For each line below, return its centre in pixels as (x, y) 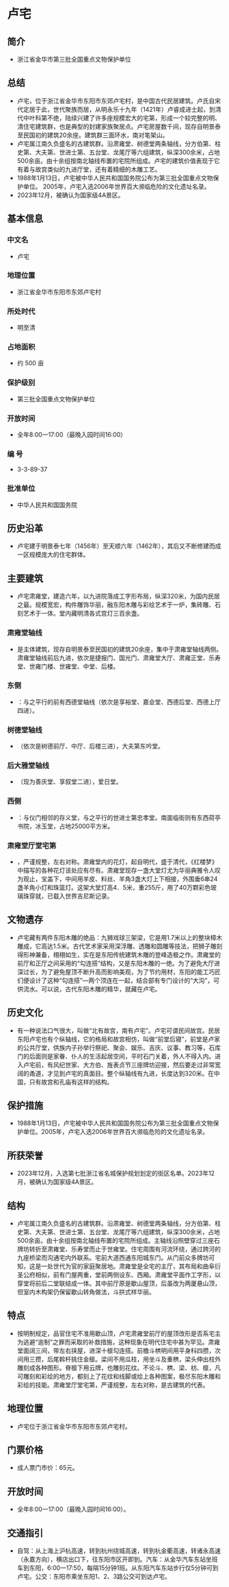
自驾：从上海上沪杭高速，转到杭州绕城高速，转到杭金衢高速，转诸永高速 (119, 1551)
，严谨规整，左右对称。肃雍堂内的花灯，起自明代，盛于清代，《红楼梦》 (117, 862)
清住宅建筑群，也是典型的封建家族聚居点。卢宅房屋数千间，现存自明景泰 (119, 126)
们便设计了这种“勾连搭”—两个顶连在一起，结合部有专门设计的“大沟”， (115, 980)
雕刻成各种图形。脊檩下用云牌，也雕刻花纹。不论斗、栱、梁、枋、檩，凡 (119, 1368)
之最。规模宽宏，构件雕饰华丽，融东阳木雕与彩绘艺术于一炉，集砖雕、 (116, 605)
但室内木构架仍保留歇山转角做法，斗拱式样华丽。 (86, 1292)
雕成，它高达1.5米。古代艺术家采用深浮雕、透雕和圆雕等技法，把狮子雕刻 (120, 946)
